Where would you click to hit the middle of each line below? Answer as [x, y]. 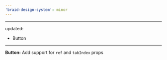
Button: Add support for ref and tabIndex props [54, 52]
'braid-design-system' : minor [37, 10]
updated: [14, 28]
